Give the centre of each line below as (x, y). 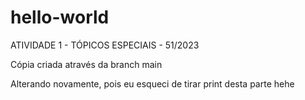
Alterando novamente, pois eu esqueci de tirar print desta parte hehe (152, 83)
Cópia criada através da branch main (86, 64)
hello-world (60, 17)
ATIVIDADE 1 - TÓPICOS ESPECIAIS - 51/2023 (105, 45)
